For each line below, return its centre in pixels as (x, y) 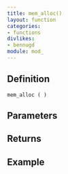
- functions (24, 32)
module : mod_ (26, 52)
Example (26, 162)
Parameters (32, 116)
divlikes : (21, 39)
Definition (28, 79)
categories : (24, 26)
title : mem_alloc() (35, 13)
